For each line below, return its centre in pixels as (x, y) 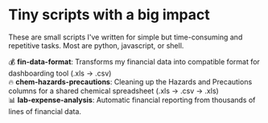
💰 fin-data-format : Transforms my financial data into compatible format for (134, 61)
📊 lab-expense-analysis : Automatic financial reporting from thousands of (132, 100)
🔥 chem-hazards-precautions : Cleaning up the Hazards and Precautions (130, 81)
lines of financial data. (45, 111)
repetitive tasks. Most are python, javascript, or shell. (96, 45)
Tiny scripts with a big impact (109, 15)
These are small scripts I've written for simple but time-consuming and (126, 37)
